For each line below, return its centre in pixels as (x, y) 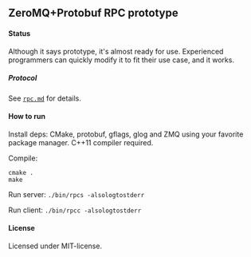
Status (20, 33)
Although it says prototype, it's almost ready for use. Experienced (116, 51)
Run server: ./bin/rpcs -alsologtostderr (76, 194)
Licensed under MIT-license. (55, 246)
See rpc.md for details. (45, 98)
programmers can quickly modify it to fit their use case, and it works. (122, 60)
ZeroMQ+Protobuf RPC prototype (94, 13)
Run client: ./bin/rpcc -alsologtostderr (75, 210)
